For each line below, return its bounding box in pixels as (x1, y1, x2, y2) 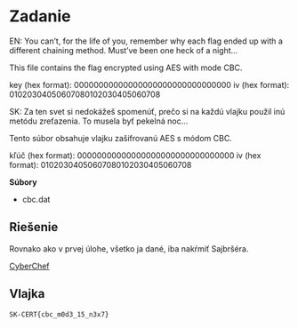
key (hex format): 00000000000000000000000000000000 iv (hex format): (9, 79, 290, 90)
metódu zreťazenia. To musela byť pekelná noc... (9, 116, 189, 126)
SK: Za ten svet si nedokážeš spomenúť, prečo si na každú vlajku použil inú (9, 106, 286, 116)
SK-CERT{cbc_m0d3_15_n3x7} (9, 309, 109, 319)
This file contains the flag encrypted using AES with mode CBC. (9, 62, 243, 73)
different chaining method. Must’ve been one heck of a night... (9, 44, 238, 55)
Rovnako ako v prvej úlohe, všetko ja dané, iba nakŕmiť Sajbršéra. (9, 243, 249, 254)
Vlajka (9, 286, 45, 301)
